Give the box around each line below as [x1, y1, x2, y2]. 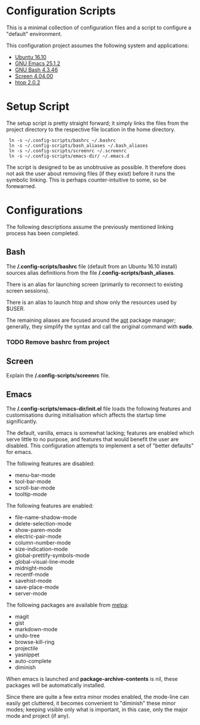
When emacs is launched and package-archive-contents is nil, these [6, 675, 178, 683]
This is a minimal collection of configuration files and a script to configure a [6, 24, 192, 31]
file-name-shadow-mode [14, 514, 77, 521]
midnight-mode [14, 564, 53, 572]
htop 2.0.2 [14, 79, 41, 86]
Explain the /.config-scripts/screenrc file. [6, 372, 110, 379]
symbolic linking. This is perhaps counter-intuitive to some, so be [6, 176, 167, 183]
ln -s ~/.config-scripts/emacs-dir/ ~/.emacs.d [8, 153, 130, 159]
